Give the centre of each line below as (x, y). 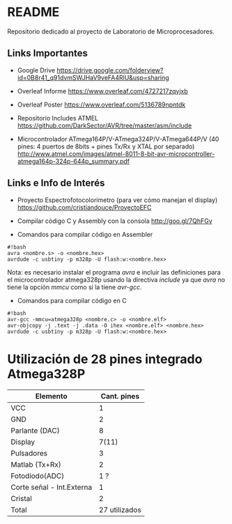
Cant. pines (120, 396)
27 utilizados (120, 509)
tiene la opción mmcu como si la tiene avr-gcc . (75, 287)
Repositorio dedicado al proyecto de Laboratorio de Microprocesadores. (111, 31)
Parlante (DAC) (36, 431)
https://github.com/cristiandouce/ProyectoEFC (84, 207)
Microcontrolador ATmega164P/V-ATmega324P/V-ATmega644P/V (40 (118, 139)
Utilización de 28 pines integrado (105, 359)
